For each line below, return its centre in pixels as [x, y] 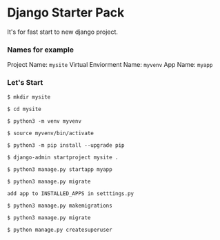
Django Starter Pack [66, 13]
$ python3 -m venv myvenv [44, 121]
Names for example [41, 50]
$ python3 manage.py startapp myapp [60, 169]
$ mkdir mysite [29, 97]
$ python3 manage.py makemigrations [60, 206]
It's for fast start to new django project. [63, 32]
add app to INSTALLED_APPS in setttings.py [71, 193]
